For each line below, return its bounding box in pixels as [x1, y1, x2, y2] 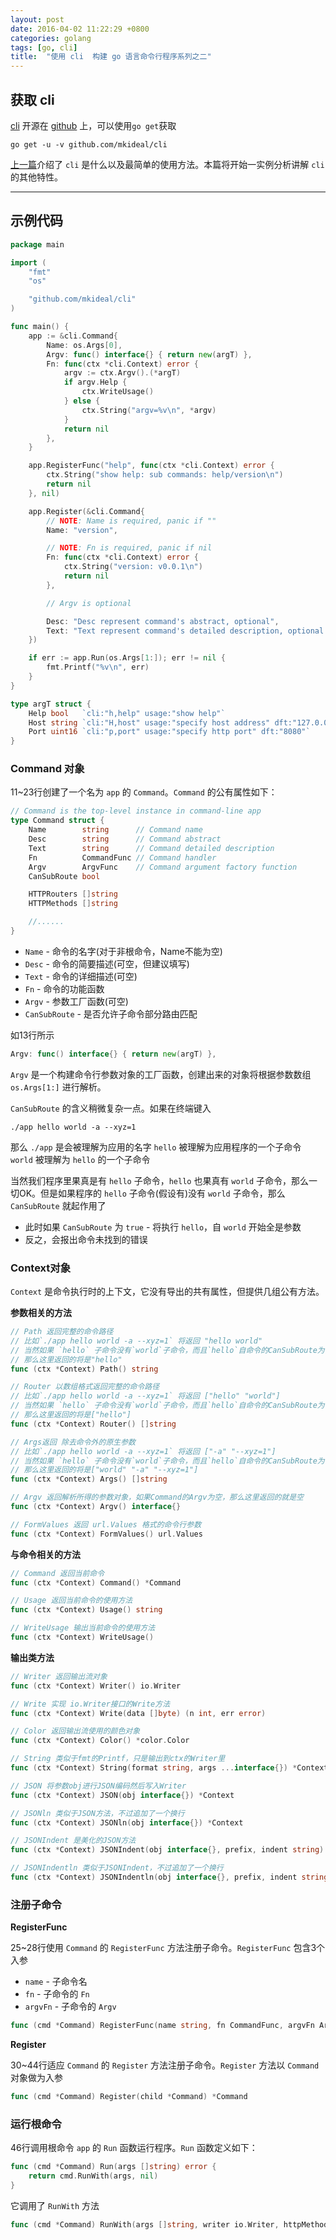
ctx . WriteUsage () [81, 387, 155, 397]
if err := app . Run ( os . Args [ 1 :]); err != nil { [28, 653, 226, 663]
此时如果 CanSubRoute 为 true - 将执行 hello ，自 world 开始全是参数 [24, 1221, 302, 1233]
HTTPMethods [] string [28, 899, 118, 909]
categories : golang [10, 33, 92, 43]
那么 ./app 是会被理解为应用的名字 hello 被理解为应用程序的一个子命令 [10, 1141, 302, 1153]
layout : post [10, 14, 65, 25]
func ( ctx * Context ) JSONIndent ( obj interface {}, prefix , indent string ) [10, 1845, 325, 1855]
